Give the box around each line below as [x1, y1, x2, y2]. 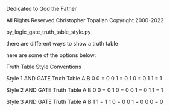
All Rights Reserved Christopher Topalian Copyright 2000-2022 [6, 17, 164, 23]
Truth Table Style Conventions [6, 63, 81, 70]
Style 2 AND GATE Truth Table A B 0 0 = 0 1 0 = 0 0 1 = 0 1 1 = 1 [6, 86, 163, 94]
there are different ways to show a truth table [6, 40, 119, 47]
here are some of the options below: [6, 52, 96, 59]
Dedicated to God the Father [6, 5, 77, 12]
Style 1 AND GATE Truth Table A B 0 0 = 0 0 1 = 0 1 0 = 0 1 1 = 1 [6, 75, 162, 82]
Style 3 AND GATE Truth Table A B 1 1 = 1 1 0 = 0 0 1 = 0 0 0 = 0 [6, 98, 163, 105]
